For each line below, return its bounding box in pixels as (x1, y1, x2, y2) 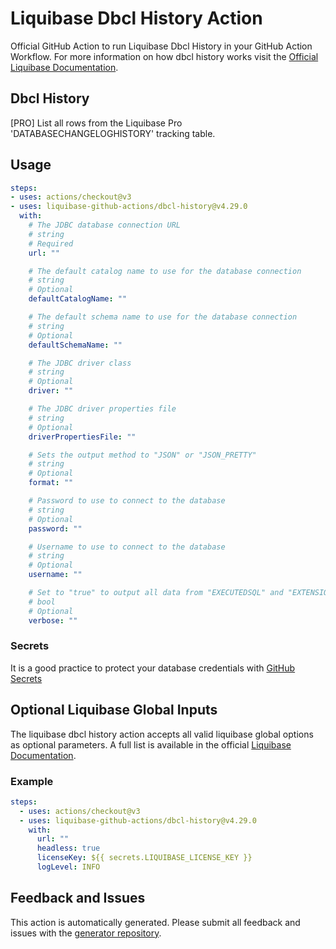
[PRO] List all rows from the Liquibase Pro (10, 117, 183, 129)
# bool (28, 597, 56, 607)
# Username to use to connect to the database (28, 542, 226, 552)
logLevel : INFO (36, 862, 101, 872)
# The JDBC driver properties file (28, 404, 177, 414)
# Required (28, 238, 74, 249)
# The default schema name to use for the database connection (28, 312, 298, 322)
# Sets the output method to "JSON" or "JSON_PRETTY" (28, 450, 257, 460)
